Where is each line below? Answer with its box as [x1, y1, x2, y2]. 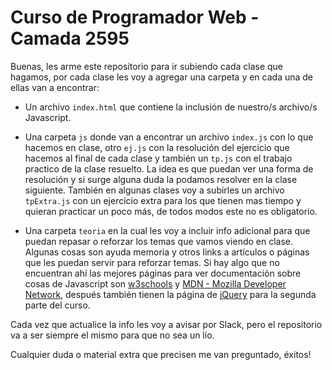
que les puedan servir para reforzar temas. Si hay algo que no [24, 256, 280, 268]
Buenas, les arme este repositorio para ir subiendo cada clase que [10, 60, 284, 72]
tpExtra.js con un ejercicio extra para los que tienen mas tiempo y [24, 194, 302, 206]
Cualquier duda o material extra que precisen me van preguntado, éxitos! [10, 348, 312, 360]
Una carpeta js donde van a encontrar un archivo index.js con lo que [24, 131, 314, 143]
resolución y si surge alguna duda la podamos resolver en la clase [24, 173, 298, 185]
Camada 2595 [10, 27, 130, 50]
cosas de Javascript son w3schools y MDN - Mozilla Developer [24, 277, 287, 290]
